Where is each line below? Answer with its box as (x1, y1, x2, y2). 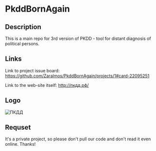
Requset (5, 123, 31, 132)
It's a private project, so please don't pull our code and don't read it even (5, 136, 151, 142)
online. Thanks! (5, 141, 36, 147)
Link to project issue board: (5, 67, 60, 73)
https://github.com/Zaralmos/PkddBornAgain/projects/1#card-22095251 (5, 73, 150, 79)
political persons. (5, 41, 40, 47)
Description (5, 23, 41, 31)
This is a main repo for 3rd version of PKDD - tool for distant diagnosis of (5, 35, 152, 41)
